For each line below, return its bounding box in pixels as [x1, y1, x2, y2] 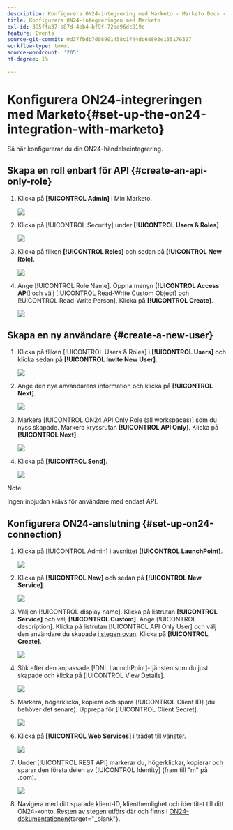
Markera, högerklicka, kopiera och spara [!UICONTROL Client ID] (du [17, 698, 215, 707]
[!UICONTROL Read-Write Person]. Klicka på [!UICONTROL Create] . [17, 296, 214, 304]
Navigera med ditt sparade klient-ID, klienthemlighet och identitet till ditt [17, 800, 225, 808]
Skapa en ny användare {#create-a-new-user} [7, 329, 214, 341]
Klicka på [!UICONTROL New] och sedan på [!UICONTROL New [17, 573, 202, 582]
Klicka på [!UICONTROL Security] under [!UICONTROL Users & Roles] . [17, 220, 221, 229]
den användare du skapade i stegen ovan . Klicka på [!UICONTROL [17, 630, 209, 638]
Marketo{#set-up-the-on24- [36, 106, 207, 122]
